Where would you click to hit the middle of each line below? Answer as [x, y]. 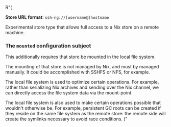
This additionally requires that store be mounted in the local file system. [80, 57]
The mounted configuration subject [48, 45]
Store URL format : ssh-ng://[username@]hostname [57, 17]
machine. [15, 32]
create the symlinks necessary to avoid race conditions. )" [66, 119]
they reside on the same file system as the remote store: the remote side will [86, 114]
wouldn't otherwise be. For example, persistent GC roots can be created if [83, 108]
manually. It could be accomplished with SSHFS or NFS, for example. [78, 72]
